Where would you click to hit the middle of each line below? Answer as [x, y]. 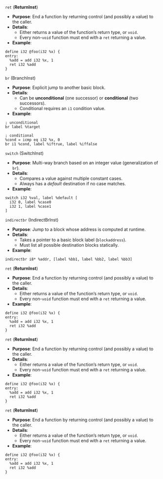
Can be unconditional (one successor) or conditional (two [79, 98]
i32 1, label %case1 [30, 206]
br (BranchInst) [20, 78]
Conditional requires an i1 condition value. [62, 108]
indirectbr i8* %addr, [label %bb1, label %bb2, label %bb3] [69, 259]
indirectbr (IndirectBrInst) [32, 220]
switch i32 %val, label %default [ [41, 198]
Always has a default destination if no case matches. [73, 183]
